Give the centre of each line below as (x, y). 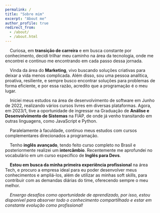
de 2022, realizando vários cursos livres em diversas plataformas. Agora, (78, 106)
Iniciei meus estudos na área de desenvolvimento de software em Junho (82, 100)
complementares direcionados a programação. (52, 135)
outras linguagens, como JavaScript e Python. (51, 121)
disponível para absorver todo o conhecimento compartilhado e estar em (78, 200)
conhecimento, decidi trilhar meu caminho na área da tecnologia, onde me (79, 55)
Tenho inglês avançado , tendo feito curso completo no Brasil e (73, 145)
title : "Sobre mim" (25, 14)
